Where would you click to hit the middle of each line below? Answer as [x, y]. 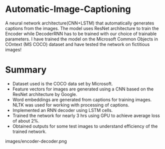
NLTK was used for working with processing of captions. [71, 105]
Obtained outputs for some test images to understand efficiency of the [85, 126]
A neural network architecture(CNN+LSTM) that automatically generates [80, 23]
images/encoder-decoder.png [36, 141]
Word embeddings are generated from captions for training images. [82, 99]
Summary [26, 70]
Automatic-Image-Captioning [68, 9]
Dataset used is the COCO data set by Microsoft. [62, 83]
